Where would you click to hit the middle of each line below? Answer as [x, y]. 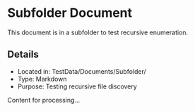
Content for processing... [43, 100]
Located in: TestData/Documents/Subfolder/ [82, 71]
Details [23, 54]
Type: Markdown [42, 79]
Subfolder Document [70, 13]
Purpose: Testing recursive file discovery [77, 86]
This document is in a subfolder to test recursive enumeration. [98, 32]
